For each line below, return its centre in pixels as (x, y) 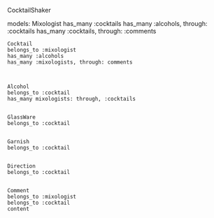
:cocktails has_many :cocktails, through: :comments (82, 31)
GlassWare (22, 117)
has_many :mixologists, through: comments (70, 62)
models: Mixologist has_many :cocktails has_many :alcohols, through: (107, 23)
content (19, 209)
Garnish (19, 142)
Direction (22, 166)
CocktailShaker (29, 10)
